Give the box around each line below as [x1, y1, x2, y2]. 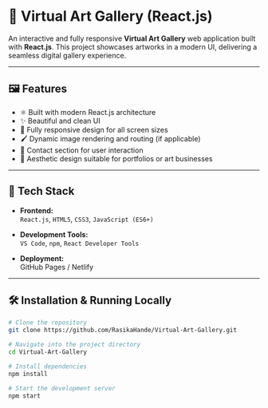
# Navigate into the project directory [8, 341, 141, 349]
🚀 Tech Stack [8, 184, 75, 198]
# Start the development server [8, 384, 116, 392]
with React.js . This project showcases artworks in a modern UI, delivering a [8, 42, 258, 51]
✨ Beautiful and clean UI [19, 116, 101, 125]
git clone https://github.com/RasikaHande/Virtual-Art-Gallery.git [8, 327, 238, 335]
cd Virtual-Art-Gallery [8, 348, 88, 356]
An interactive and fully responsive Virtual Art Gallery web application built [8, 34, 256, 43]
